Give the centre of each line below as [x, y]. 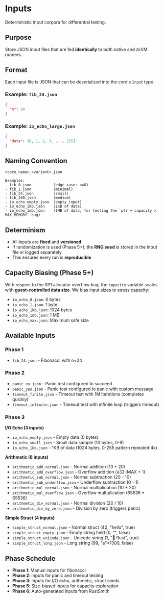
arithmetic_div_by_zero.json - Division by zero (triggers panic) [76, 508]
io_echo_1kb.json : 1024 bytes [42, 310]
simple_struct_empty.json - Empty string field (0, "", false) [71, 533]
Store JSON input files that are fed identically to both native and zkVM [76, 49]
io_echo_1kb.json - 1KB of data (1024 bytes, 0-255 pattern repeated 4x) [85, 448]
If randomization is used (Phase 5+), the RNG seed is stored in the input [85, 247]
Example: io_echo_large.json [40, 126]
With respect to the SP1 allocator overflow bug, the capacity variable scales [81, 284]
